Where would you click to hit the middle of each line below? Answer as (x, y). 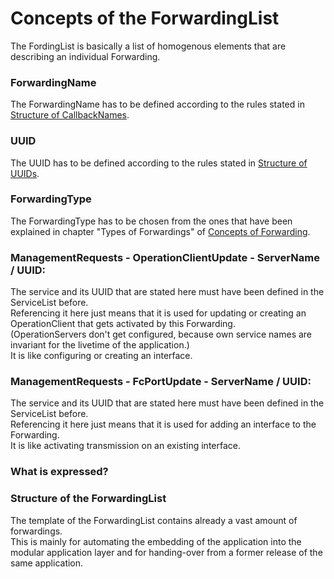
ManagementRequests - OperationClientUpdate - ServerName (165, 257)
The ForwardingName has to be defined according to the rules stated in (157, 104)
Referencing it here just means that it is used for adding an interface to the (163, 424)
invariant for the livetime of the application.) (100, 345)
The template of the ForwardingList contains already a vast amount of (154, 520)
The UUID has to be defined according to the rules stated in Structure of (159, 163)
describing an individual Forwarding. (85, 56)
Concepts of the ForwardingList (145, 18)
